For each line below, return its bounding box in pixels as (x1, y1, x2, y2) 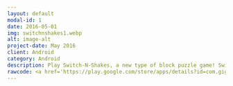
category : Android (7, 55, 60, 62)
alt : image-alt (7, 36, 51, 43)
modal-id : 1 (7, 17, 42, 24)
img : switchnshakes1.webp (7, 29, 82, 37)
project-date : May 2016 (7, 42, 76, 49)
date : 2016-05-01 (7, 23, 58, 30)
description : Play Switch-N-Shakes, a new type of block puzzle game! (7, 62, 216, 69)
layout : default (7, 10, 54, 17)
